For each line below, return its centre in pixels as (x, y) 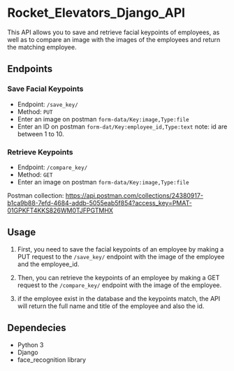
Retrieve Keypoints (40, 152)
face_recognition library (51, 359)
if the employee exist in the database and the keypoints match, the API (119, 298)
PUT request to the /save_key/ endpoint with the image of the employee (121, 256)
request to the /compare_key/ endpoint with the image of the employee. (119, 285)
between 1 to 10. (41, 133)
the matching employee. (42, 47)
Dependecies (37, 328)
